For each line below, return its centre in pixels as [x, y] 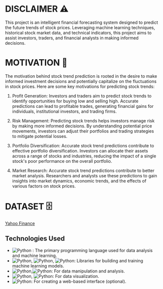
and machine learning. [35, 255]
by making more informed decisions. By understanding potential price [82, 126]
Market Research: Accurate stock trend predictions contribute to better [83, 170]
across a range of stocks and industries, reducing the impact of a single [84, 156]
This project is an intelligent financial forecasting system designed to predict [81, 22]
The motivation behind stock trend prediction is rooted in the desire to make [81, 76]
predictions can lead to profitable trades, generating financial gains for [83, 106]
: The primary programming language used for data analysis [92, 250]
